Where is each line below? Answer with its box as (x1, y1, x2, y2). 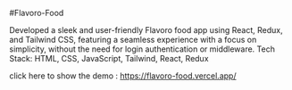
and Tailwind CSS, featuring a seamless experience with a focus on (9, 35, 257, 45)
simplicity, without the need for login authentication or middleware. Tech (9, 44, 275, 54)
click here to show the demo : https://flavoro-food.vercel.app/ (9, 70, 237, 81)
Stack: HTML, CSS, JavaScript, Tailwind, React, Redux (9, 53, 209, 63)
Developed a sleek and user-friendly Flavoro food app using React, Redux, (9, 25, 283, 35)
